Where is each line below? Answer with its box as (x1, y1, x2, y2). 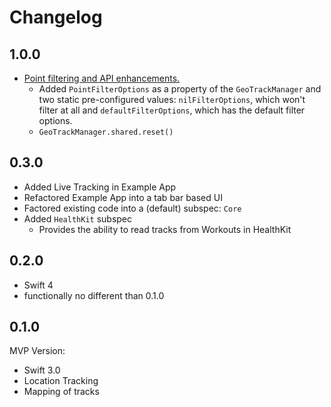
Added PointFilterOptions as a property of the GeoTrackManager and (38, 83, 322, 95)
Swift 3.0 (23, 364, 61, 376)
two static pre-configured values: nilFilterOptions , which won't (38, 94, 306, 105)
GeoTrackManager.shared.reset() (38, 127, 174, 137)
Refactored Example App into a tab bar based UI (23, 191, 223, 203)
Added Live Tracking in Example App (23, 181, 177, 193)
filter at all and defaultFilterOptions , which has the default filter (38, 104, 306, 116)
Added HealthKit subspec (23, 212, 133, 225)
